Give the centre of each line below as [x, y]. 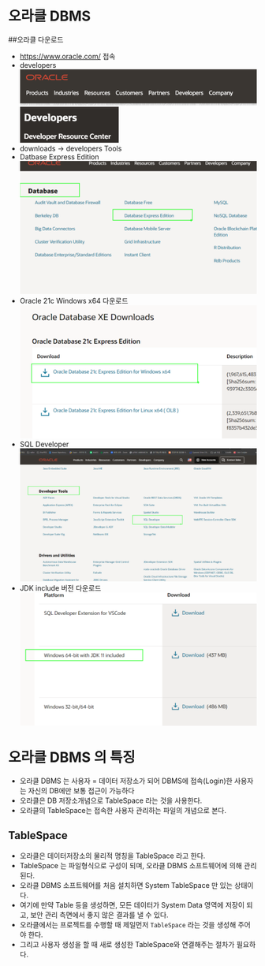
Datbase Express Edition [59, 157]
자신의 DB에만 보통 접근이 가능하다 [81, 790]
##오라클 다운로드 [36, 39]
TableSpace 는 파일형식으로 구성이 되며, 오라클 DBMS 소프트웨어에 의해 [131, 865]
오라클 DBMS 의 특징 [72, 757]
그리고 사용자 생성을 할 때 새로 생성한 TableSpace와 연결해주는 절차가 [127, 944]
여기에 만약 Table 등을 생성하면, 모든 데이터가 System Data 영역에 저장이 [132, 904]
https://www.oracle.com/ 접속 [67, 56]
